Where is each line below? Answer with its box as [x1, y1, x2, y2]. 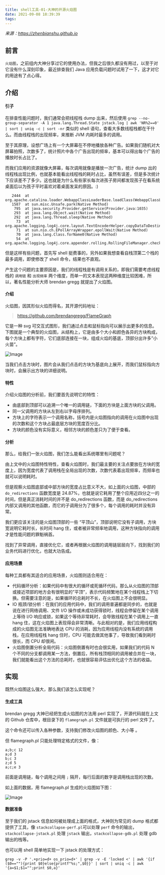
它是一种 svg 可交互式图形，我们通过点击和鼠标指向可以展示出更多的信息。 [5, 323, 157, 329]
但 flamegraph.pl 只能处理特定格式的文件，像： [5, 738, 101, 743]
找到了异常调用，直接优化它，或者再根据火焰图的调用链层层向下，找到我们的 [5, 542, 160, 548]
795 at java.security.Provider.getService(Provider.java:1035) [14, 206, 148, 211]
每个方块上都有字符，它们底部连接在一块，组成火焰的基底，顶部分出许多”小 [5, 335, 158, 341]
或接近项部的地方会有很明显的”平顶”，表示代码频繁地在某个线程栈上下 [12, 589, 154, 595]
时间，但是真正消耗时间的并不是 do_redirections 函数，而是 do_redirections [5, 496, 158, 503]
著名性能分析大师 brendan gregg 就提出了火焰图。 [13, 279, 115, 285]
